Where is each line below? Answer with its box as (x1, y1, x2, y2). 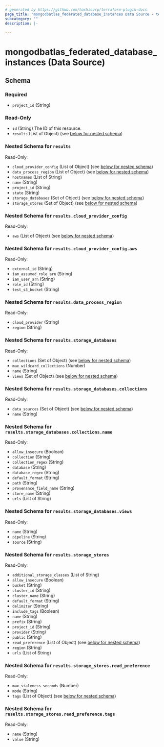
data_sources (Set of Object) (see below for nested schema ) (12, 406, 133, 412)
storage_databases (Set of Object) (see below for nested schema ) (12, 194, 144, 201)
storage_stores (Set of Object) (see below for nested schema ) (12, 200, 138, 206)
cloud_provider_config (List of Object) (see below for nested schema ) (12, 164, 154, 169)
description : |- (5, 21, 38, 26)
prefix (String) (12, 618, 42, 625)
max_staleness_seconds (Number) (12, 683, 79, 689)
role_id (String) (12, 281, 44, 287)
